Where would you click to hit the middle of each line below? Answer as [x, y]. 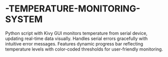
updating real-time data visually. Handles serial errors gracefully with [76, 38]
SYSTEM [24, 19]
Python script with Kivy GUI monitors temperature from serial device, [76, 33]
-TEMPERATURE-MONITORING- [73, 9]
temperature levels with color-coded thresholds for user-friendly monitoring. [84, 49]
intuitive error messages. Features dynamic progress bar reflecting [74, 43]
